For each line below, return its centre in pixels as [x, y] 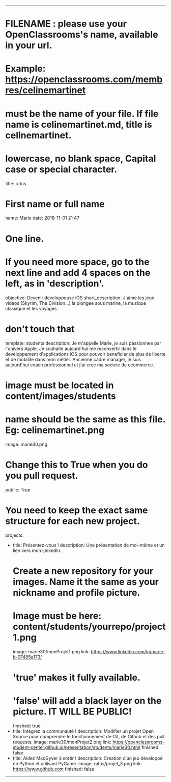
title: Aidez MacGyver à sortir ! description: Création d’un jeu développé [88, 758]
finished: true [26, 726]
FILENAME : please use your [66, 24]
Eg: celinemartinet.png [55, 430]
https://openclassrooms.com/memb [84, 80]
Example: [25, 69]
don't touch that [40, 329]
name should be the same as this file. [85, 419]
